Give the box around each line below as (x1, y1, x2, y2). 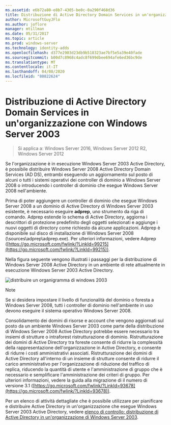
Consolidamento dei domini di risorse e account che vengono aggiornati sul (5, 317, 164, 323)
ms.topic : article (5, 36, 44, 41)
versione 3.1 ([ (5, 382, 35, 388)
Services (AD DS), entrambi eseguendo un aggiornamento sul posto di (5, 171, 153, 178)
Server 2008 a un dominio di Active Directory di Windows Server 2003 (5, 203, 154, 209)
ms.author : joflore (5, 21, 47, 27)
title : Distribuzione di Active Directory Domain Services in (5, 12, 140, 17)
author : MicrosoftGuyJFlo (5, 17, 60, 22)
